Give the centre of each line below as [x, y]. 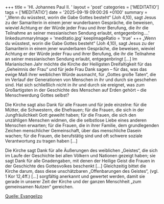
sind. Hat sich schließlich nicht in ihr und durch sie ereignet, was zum [75, 85]
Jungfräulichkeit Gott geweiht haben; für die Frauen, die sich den [70, 115]
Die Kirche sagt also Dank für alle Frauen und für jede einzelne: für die [76, 105]
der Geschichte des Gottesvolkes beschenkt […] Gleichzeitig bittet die [76, 166]
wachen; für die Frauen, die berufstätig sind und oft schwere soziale [74, 136]
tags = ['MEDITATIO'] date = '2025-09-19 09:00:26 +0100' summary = [76, 12]
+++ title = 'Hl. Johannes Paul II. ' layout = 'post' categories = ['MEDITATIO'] [82, 7]
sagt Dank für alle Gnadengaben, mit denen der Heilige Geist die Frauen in [80, 161]
